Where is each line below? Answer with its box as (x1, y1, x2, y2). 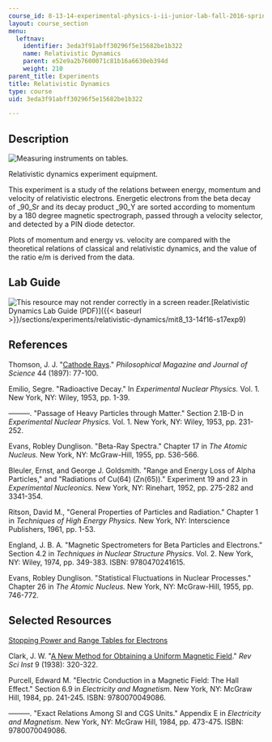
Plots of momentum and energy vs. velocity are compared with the (8, 235, 231, 245)
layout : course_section (8, 19, 89, 28)
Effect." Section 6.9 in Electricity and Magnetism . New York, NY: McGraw (8, 684, 253, 693)
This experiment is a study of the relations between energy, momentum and (8, 185, 261, 195)
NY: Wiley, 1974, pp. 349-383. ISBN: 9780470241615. (8, 557, 185, 567)
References (8, 338, 68, 352)
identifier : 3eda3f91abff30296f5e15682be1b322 (23, 42, 183, 50)
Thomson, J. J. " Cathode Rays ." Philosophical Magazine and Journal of (8, 359, 249, 369)
